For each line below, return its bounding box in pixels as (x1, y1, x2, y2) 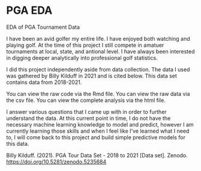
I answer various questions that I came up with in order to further (6, 108, 167, 115)
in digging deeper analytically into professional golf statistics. (6, 54, 158, 61)
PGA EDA (6, 4, 53, 17)
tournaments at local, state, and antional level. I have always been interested (6, 47, 195, 55)
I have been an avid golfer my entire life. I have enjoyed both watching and (6, 35, 190, 42)
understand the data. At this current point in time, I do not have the (6, 115, 171, 122)
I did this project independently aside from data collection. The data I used (6, 65, 190, 73)
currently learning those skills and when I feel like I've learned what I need (6, 127, 190, 134)
